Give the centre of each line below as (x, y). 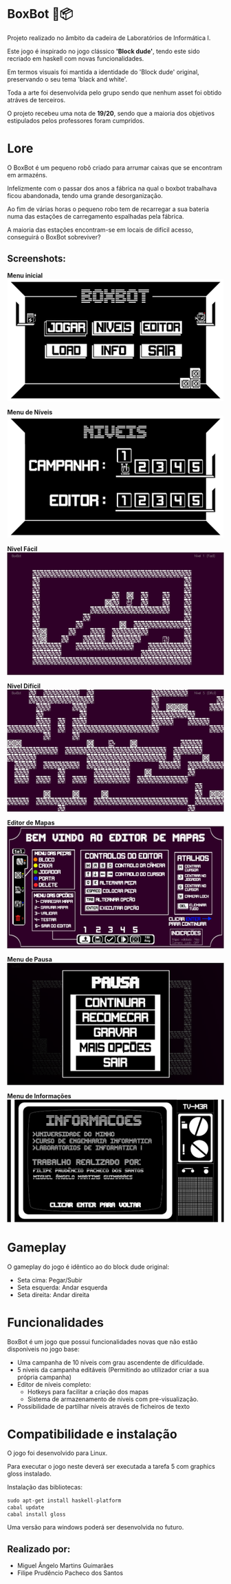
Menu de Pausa (30, 960)
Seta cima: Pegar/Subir (49, 1280)
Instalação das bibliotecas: (45, 1487)
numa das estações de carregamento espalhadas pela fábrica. (96, 216)
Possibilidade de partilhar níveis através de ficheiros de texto (103, 1406)
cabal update (26, 1508)
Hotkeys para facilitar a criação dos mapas (88, 1392)
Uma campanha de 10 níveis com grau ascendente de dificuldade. (111, 1362)
